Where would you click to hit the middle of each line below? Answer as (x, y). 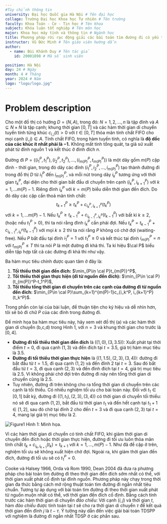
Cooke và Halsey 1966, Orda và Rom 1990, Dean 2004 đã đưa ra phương (80, 469)
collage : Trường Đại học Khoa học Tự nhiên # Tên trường (65, 19)
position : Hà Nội (23, 65)
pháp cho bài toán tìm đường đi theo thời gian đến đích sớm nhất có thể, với (83, 474)
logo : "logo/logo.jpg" (29, 84)
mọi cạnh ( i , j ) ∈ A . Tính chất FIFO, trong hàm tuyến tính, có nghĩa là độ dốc (83, 139)
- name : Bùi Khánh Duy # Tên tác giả (50, 51)
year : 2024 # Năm (23, 79)
